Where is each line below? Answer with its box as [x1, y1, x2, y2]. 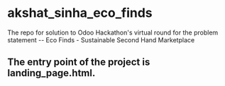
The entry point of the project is [7, 56, 150, 68]
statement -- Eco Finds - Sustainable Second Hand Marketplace [7, 35, 195, 44]
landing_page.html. [7, 67, 96, 79]
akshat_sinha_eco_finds [7, 5, 153, 21]
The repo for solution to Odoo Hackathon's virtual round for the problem [7, 28, 219, 37]
